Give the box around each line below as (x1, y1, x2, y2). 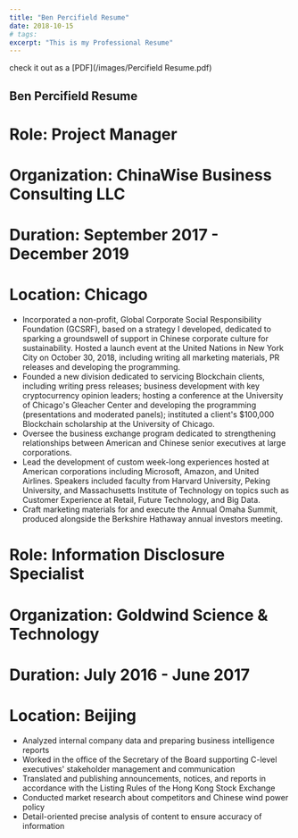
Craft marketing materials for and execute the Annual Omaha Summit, (21, 504, 278, 515)
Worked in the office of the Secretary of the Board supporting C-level (21, 754, 277, 765)
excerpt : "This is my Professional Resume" (9, 38, 174, 47)
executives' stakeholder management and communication (21, 763, 236, 774)
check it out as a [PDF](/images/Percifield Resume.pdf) (9, 63, 212, 73)
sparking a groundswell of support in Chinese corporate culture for (21, 333, 269, 344)
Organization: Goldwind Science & (9, 605, 269, 625)
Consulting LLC (9, 184, 126, 205)
